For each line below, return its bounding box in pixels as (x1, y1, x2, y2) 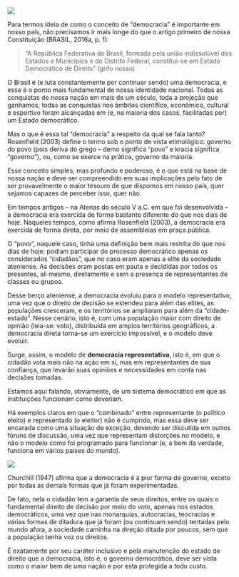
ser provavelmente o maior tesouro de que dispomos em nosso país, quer (7, 182, 225, 190)
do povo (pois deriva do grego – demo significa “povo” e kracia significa (7, 145, 220, 153)
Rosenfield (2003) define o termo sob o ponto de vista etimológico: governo (7, 138, 232, 145)
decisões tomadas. (7, 373, 63, 382)
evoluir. (7, 337, 29, 345)
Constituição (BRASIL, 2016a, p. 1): (7, 36, 109, 44)
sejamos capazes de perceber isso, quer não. (7, 189, 142, 198)
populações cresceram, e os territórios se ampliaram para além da (7, 307, 203, 315)
